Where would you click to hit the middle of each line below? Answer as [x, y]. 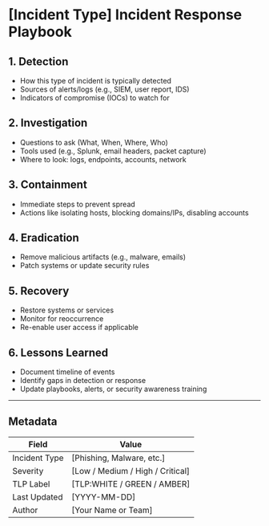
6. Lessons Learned [58, 352]
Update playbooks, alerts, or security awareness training [113, 389]
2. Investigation [48, 123]
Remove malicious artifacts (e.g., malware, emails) [103, 257]
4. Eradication [44, 238]
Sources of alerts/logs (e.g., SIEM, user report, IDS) [104, 89]
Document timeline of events [67, 372]
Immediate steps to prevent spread [78, 204]
